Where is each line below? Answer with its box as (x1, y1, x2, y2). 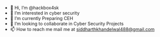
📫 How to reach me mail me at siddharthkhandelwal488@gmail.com (10, 26, 155, 32)
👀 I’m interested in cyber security (10, 10, 80, 16)
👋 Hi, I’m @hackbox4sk (10, 5, 59, 10)
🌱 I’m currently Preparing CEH (10, 15, 73, 21)
